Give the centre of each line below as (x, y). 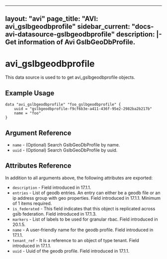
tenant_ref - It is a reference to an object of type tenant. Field (76, 240)
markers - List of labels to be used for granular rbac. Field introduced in (85, 219)
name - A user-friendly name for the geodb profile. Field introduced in (83, 230)
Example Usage (30, 93)
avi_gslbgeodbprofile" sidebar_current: (68, 27)
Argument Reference (38, 133)
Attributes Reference (38, 166)
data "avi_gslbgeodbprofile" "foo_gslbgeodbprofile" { (63, 105)
